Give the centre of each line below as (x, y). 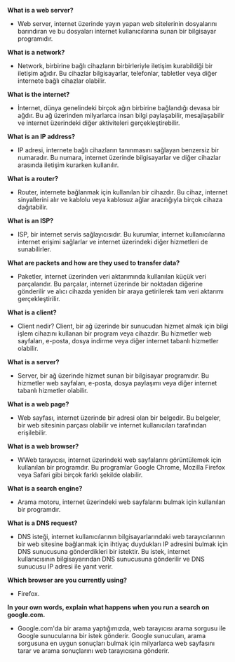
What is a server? (33, 362)
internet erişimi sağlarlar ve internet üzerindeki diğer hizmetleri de (113, 242)
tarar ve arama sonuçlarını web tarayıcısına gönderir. (93, 651)
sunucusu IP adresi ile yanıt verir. (65, 567)
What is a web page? (38, 404)
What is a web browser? (43, 446)
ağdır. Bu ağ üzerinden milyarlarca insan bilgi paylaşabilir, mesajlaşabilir (121, 115)
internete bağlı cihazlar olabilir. (62, 81)
